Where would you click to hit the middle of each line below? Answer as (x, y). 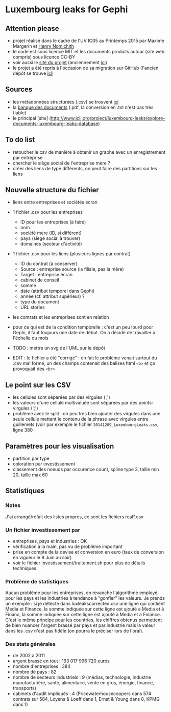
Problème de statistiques (37, 581)
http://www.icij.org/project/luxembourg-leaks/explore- (108, 118)
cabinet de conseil (40, 280)
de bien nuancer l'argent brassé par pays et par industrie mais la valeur (80, 625)
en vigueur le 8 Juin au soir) (42, 558)
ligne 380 (23, 430)
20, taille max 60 (30, 475)
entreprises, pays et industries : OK (50, 541)
